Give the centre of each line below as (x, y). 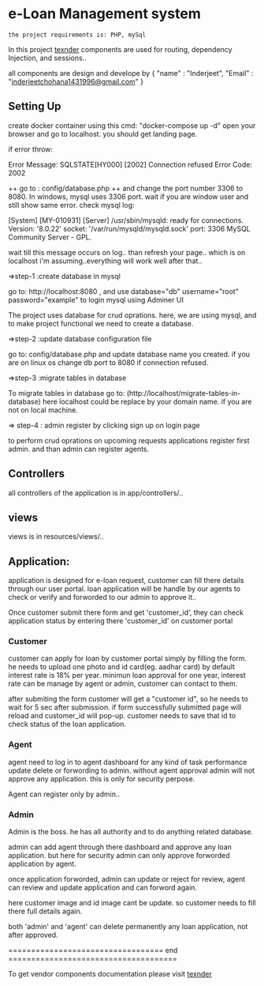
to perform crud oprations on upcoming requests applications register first (129, 440)
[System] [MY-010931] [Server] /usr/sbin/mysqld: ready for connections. (126, 220)
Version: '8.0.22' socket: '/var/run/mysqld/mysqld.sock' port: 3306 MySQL (129, 228)
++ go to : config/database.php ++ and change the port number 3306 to (125, 188)
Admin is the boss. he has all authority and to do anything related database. (131, 832)
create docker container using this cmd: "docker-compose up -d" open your (132, 125)
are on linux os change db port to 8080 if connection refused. (108, 362)
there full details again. (45, 911)
